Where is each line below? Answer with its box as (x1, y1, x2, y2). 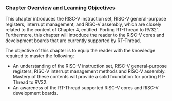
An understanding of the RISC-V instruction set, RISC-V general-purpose (12, 63, 167, 69)
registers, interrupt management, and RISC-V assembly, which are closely (5, 21, 162, 27)
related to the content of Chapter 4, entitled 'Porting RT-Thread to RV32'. (5, 27, 159, 33)
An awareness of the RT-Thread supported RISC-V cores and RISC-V (12, 85, 159, 91)
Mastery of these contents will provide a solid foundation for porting (12, 74, 157, 80)
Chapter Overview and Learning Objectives (5, 4, 116, 11)
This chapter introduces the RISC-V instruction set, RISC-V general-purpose (5, 16, 166, 22)
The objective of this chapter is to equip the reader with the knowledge (5, 48, 156, 54)
